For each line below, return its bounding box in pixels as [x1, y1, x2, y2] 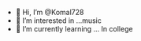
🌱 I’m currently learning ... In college [15, 24, 133, 33]
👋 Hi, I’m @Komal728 [15, 8, 84, 17]
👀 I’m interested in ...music [15, 16, 102, 25]
